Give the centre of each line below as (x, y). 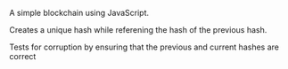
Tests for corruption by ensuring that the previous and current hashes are (144, 47)
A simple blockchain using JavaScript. (79, 13)
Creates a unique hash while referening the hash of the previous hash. (138, 30)
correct (23, 56)
